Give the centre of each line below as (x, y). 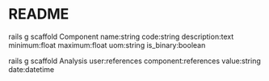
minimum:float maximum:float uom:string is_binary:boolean (107, 45)
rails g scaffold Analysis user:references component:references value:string (134, 61)
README (39, 14)
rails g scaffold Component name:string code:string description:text (121, 36)
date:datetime (32, 69)
